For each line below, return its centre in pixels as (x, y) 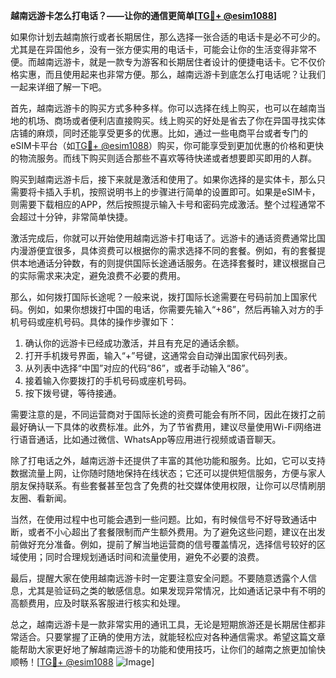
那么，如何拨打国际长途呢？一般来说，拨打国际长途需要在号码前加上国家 (159, 297)
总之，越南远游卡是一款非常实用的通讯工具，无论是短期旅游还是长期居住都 (163, 624)
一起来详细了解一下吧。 (58, 87)
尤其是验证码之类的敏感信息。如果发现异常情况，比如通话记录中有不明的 (176, 590)
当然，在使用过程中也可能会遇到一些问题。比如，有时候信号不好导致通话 (159, 519)
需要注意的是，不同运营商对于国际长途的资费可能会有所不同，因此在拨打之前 (168, 414)
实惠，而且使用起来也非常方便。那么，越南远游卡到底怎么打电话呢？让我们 (172, 74)
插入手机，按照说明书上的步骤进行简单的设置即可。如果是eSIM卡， (182, 192)
